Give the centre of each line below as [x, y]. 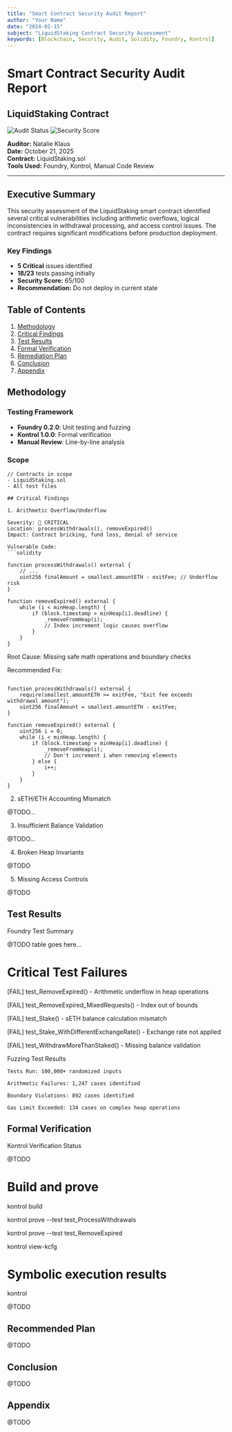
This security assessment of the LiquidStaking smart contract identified [109, 211]
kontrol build [25, 1206]
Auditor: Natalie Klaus [39, 144]
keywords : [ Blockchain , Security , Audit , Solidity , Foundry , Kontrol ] [111, 39]
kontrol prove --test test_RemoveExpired [65, 1233]
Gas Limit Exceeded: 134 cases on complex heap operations [94, 1108]
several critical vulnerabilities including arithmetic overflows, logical [103, 218]
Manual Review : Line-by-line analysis [71, 442]
